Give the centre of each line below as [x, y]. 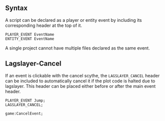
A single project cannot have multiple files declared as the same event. [78, 48]
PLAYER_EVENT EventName [30, 34]
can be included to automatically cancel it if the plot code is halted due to [80, 81]
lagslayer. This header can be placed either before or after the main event [81, 86]
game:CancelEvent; [24, 114]
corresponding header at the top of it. [44, 25]
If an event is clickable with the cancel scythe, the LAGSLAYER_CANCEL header [82, 75]
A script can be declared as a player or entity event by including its [74, 20]
